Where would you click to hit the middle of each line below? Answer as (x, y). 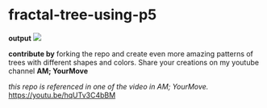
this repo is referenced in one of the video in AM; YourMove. (108, 86)
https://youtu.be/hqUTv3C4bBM (62, 95)
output (20, 38)
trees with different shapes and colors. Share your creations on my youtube (134, 62)
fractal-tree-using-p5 (83, 15)
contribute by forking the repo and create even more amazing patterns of (131, 53)
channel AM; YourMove (48, 71)
